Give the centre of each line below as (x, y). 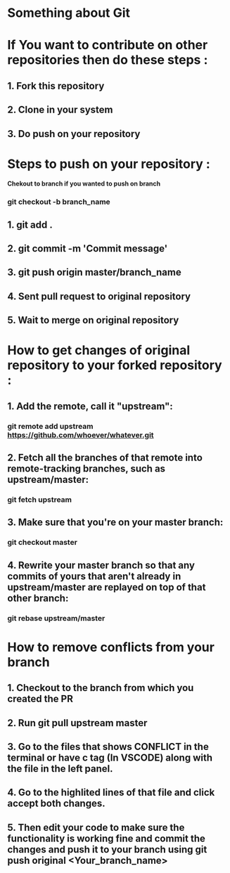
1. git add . (30, 225)
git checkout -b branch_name (59, 202)
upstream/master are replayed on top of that (107, 587)
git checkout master (42, 543)
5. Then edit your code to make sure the (96, 827)
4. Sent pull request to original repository (99, 296)
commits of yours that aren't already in (94, 576)
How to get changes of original (99, 350)
